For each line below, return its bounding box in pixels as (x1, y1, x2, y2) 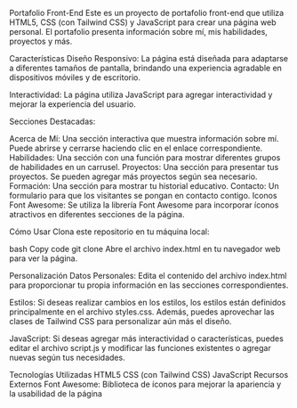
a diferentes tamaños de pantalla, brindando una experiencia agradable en (9, 62, 283, 73)
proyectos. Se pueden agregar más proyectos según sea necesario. (9, 171, 258, 182)
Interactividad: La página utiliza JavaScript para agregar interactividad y (9, 89, 273, 100)
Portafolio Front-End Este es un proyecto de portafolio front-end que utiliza (9, 8, 285, 18)
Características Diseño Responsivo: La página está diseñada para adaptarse (9, 53, 289, 63)
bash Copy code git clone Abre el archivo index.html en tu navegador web (9, 244, 281, 254)
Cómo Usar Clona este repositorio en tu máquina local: (9, 226, 210, 237)
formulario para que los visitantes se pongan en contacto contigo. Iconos (9, 191, 277, 200)
